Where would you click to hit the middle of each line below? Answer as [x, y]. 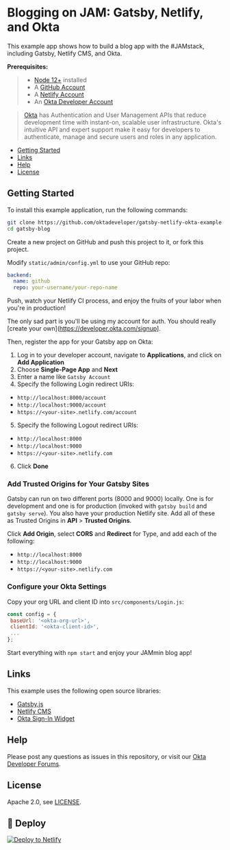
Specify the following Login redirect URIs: [76, 384]
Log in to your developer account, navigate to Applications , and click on [119, 355]
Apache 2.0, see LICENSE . [44, 801]
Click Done [33, 466]
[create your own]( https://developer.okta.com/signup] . [84, 329]
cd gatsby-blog [29, 229]
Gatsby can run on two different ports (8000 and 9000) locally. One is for [111, 499]
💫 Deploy [27, 823]
